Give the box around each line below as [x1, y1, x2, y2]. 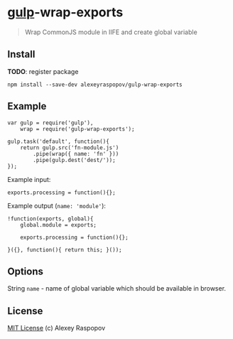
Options [7, 265, 44, 277]
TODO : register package [7, 67, 79, 75]
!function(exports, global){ [7, 215, 94, 222]
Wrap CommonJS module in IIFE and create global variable [24, 28, 197, 36]
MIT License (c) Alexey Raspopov [7, 324, 106, 333]
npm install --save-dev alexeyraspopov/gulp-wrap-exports [7, 81, 183, 88]
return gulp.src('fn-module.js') [20, 144, 119, 151]
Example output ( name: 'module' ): [7, 201, 107, 210]
